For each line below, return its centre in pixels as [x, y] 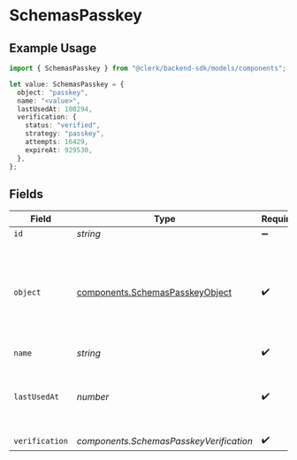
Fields [27, 194]
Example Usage [53, 48]
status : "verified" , [63, 126]
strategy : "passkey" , [65, 134]
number [93, 397]
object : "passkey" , [53, 92]
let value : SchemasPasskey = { [67, 84]
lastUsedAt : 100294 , [55, 109]
